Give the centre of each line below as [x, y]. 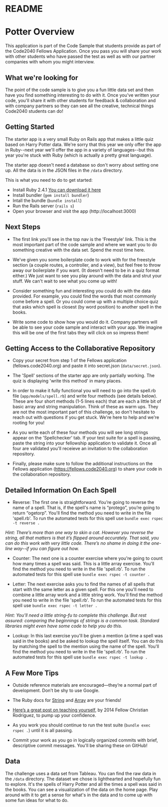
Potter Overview [40, 32]
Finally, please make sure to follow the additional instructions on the [82, 464]
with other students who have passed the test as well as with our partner [80, 56]
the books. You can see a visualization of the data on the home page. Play [81, 789]
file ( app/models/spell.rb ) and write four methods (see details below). [85, 396]
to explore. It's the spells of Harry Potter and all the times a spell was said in [83, 784]
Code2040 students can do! [34, 111]
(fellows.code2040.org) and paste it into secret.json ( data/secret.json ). [87, 366]
